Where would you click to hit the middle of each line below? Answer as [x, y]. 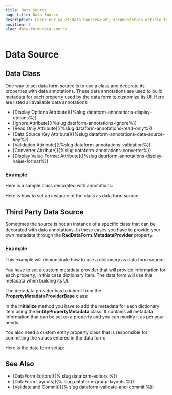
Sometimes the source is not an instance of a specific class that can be [81, 224]
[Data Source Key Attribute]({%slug [50, 134]
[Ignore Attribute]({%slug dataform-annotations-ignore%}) [75, 123]
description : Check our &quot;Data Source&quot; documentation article [83, 20]
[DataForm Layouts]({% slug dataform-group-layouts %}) [73, 382]
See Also [20, 363]
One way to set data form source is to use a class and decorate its [75, 86]
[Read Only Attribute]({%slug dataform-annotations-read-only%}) [82, 128]
